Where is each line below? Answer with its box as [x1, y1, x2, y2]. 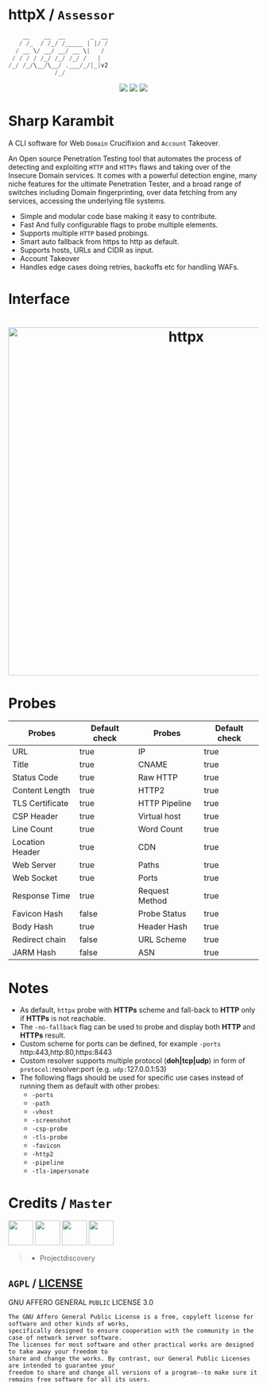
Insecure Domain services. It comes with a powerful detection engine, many [8, 171, 257, 181]
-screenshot [31, 1116, 72, 1125]
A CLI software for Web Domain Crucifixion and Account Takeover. [8, 138, 220, 148]
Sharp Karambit [8, 112, 114, 130]
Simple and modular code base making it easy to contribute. [19, 212, 217, 221]
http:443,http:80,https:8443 [19, 1048, 113, 1057]
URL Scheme [137, 934, 187, 945]
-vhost [31, 1108, 54, 1116]
